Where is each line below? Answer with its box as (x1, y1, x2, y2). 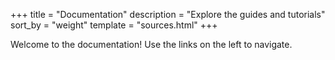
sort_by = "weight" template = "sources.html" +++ (10, 19, 218, 31)
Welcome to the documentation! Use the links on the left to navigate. (10, 39, 293, 50)
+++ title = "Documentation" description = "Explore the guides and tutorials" (10, 9, 326, 20)
